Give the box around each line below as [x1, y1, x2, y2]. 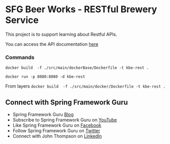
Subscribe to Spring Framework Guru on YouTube [12, 117, 117, 123]
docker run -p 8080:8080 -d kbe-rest [5, 74, 86, 79]
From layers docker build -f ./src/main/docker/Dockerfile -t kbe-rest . [5, 83, 166, 90]
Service [5, 14, 39, 26]
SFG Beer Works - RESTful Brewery [5, 4, 157, 15]
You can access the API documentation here [5, 41, 98, 47]
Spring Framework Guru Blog [12, 111, 74, 118]
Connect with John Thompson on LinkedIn [12, 133, 102, 139]
